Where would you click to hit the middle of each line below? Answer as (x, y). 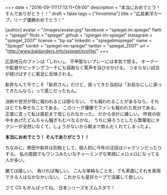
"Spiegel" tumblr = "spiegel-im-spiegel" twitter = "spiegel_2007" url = (77, 46)
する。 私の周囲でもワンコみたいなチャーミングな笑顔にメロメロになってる (82, 154)
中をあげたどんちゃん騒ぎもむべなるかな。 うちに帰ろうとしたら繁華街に (80, 120)
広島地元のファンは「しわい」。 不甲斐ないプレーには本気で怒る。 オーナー (82, 61)
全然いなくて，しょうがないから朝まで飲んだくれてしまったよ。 (88, 126)
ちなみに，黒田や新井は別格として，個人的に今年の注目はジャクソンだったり (84, 147)
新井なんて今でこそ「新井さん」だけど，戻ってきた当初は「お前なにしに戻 (81, 84)
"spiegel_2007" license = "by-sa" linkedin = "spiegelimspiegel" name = (78, 40)
